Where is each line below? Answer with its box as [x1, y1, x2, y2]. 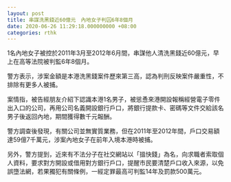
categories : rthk [7, 29, 57, 36]
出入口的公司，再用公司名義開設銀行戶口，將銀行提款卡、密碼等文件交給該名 [7, 104, 224, 112]
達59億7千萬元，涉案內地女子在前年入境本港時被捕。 [7, 135, 157, 144]
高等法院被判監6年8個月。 [19, 58, 93, 66]
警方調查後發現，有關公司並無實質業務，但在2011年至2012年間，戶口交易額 [7, 127, 220, 135]
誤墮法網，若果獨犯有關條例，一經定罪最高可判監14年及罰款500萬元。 [7, 168, 206, 176]
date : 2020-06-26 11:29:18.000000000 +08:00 [7, 23, 137, 30]
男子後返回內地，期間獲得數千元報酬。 [7, 113, 115, 121]
